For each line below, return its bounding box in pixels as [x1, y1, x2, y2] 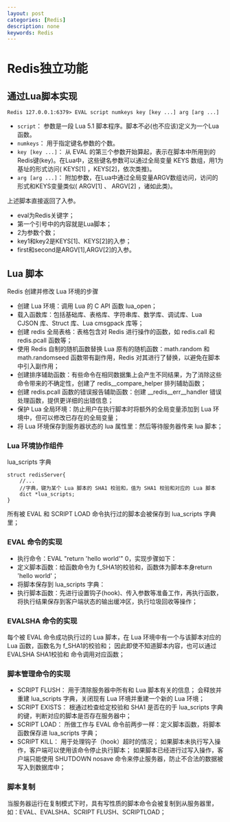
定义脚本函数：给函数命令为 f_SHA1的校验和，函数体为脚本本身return [16, 563, 213, 571]
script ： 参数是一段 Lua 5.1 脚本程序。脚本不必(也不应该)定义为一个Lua [16, 122, 220, 131]
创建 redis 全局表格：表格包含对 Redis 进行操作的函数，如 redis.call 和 [16, 328, 215, 336]
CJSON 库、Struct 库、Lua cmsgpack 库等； [16, 319, 144, 327]
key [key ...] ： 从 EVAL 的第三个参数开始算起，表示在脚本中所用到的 [16, 148, 216, 156]
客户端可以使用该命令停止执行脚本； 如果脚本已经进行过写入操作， [29, 746, 218, 755]
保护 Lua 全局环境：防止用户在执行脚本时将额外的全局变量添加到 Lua [16, 405, 211, 413]
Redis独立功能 [7, 61, 88, 76]
